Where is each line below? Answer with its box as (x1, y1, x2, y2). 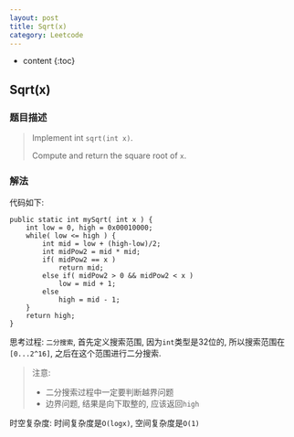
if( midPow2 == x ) (42, 255, 117, 265)
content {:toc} (22, 56, 76, 67)
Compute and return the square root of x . (31, 150, 187, 161)
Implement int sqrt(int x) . (31, 133, 134, 144)
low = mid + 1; (58, 280, 117, 289)
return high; (26, 312, 76, 321)
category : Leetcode (9, 30, 84, 39)
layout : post (9, 13, 59, 23)
